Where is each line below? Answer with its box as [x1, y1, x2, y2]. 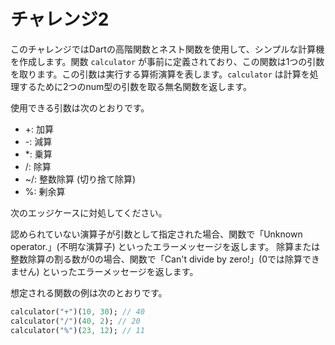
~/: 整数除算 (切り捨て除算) [24, 173, 137, 185]
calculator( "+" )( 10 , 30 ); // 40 [10, 306, 145, 317]
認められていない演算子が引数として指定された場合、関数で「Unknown [10, 228, 303, 240]
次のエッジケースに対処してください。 [10, 206, 168, 219]
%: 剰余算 [24, 185, 66, 197]
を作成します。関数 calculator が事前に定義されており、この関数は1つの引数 [10, 55, 325, 67]
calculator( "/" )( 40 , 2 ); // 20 [10, 316, 141, 326]
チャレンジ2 [10, 8, 110, 31]
